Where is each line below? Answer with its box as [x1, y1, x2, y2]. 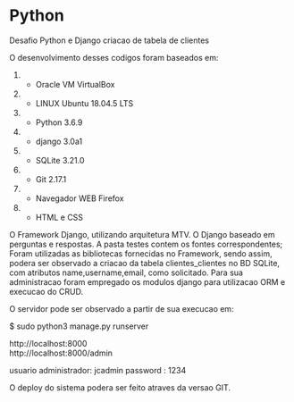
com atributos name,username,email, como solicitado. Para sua [9, 267, 244, 278]
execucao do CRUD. [9, 286, 84, 297]
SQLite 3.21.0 [35, 155, 85, 165]
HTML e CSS [35, 212, 83, 222]
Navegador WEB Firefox [35, 193, 124, 204]
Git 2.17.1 [35, 173, 67, 184]
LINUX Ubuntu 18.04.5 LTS [35, 97, 134, 108]
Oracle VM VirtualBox [35, 79, 115, 89]
